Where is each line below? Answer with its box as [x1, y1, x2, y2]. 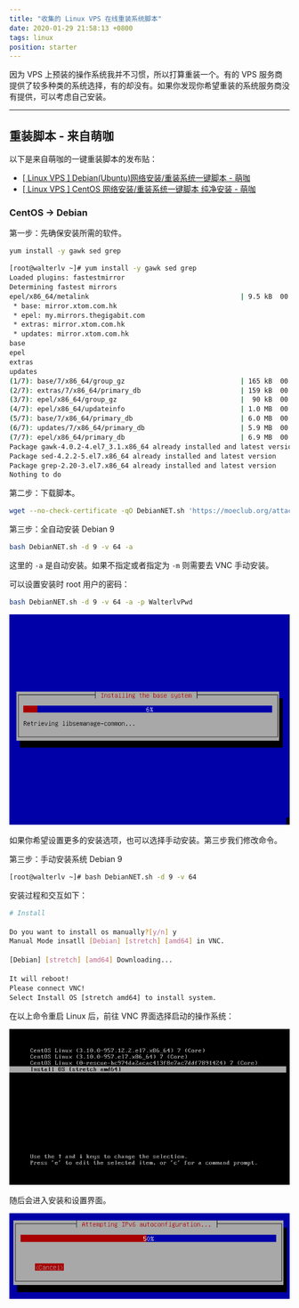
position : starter [9, 43, 77, 52]
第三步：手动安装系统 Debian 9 [9, 853, 123, 864]
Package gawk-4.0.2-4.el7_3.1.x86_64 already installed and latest [9, 442, 265, 451]
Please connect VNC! [9, 984, 86, 993]
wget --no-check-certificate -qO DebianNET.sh [9, 507, 185, 516]
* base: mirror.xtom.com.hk [12, 301, 117, 311]
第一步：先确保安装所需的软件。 [9, 228, 126, 239]
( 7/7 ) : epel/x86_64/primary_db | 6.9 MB [9, 433, 273, 442]
